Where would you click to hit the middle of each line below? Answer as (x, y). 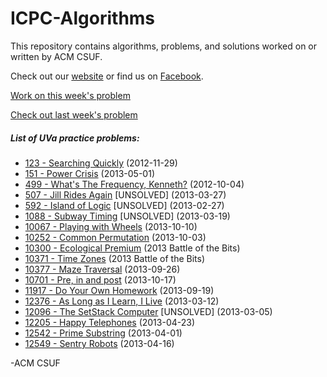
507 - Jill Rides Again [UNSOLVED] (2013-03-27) (125, 194)
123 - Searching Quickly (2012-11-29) (101, 163)
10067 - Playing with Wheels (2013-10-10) (111, 226)
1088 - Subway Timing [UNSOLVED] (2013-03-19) (127, 216)
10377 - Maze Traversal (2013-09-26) (102, 269)
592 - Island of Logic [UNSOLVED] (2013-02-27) (124, 205)
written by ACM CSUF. (56, 56)
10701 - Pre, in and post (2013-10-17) (100, 279)
